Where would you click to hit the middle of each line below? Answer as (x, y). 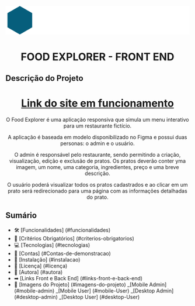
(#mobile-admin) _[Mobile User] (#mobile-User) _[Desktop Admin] (94, 290)
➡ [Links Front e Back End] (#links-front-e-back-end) (78, 278)
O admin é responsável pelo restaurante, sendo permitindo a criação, (97, 154)
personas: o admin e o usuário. (97, 143)
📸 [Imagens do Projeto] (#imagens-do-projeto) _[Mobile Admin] (90, 284)
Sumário (21, 216)
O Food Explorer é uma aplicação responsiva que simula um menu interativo (97, 119)
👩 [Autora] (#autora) (38, 272)
